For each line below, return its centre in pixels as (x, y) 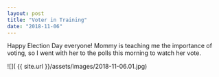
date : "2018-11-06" (35, 26)
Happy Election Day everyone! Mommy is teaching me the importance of (110, 46)
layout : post (26, 13)
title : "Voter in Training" (47, 20)
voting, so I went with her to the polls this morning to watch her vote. (104, 53)
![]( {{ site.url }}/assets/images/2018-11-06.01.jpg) (77, 67)
